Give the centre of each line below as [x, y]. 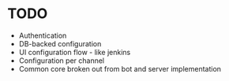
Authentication [43, 35]
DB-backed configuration [60, 43]
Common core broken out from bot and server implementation [120, 68]
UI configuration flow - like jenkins [75, 52]
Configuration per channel [62, 61]
